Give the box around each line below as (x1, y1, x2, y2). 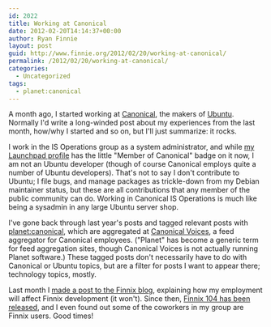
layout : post (8, 42, 53, 50)
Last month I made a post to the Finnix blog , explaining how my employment (8, 285, 263, 295)
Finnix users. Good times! (8, 311, 94, 321)
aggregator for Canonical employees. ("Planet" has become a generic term (8, 236, 259, 245)
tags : (8, 79, 27, 87)
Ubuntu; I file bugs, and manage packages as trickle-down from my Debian (8, 176, 260, 186)
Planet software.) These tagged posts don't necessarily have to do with (8, 253, 247, 262)
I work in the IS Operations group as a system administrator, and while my (8, 142, 255, 152)
